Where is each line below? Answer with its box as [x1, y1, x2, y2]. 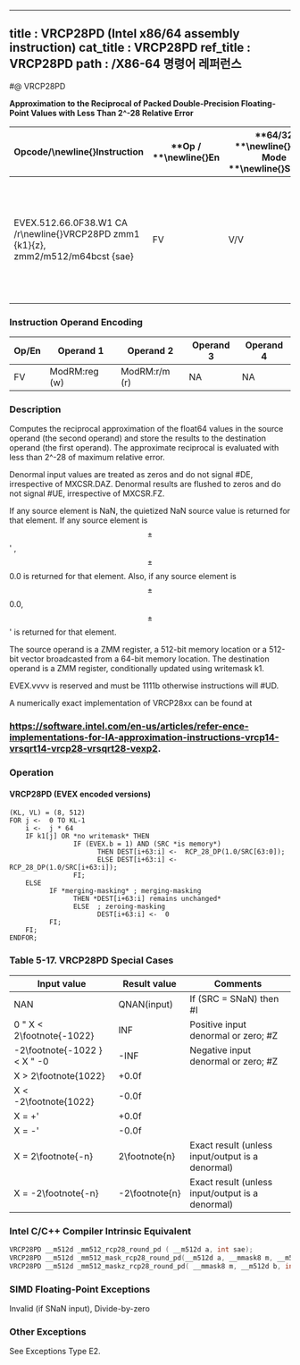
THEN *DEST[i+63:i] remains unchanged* [72, 895, 221, 904]
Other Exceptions [9, 1325, 87, 1337]
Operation [9, 766, 54, 779]
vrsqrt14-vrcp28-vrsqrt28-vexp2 [9, 743, 158, 755]
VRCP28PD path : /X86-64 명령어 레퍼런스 [9, 56, 243, 72]
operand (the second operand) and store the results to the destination [9, 433, 266, 443]
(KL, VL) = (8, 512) [9, 808, 87, 818]
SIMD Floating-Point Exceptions [9, 1283, 151, 1295]
